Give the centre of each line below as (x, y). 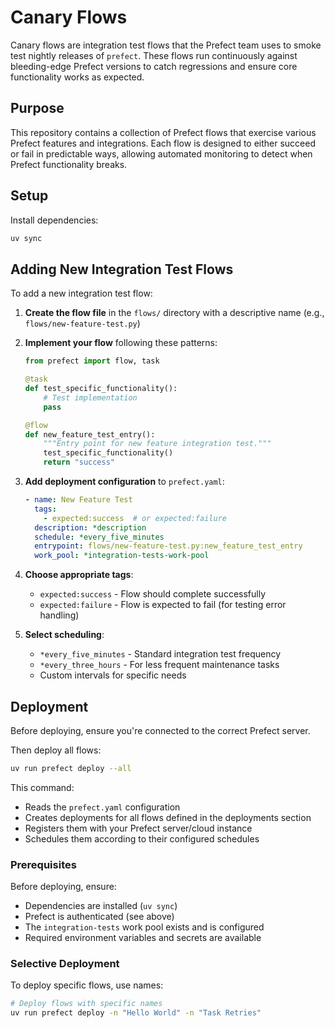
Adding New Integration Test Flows (122, 269)
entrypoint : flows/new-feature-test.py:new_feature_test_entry (168, 546)
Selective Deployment (65, 964)
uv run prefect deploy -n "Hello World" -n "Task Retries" (136, 1013)
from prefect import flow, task (92, 361)
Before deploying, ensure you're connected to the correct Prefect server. (160, 730)
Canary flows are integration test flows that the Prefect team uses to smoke (166, 45)
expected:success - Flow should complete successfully (152, 594)
